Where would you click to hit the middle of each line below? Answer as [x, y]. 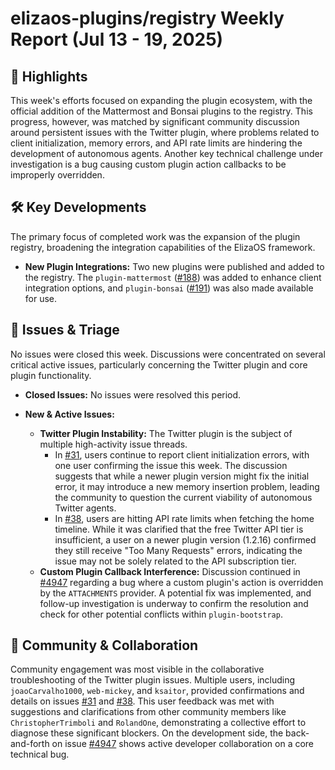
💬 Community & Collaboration [104, 645]
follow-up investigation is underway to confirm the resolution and [174, 603]
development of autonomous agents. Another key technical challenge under [166, 153]
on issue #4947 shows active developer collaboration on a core [183, 744]
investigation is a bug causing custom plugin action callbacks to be [148, 164]
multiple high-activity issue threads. [113, 444]
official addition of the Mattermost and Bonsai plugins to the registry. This [161, 111]
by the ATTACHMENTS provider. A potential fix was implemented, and [175, 593]
